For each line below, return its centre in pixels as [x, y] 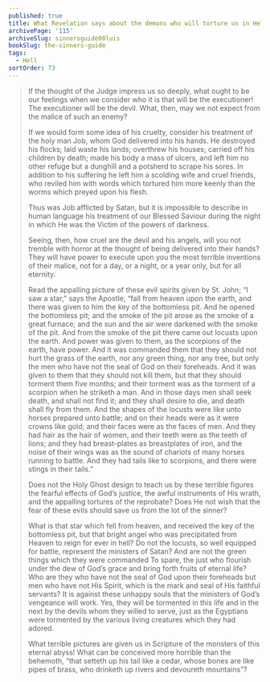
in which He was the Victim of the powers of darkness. [119, 224]
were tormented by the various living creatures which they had [131, 619]
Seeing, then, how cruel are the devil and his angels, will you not [134, 240]
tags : [17, 53]
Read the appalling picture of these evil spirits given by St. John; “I [138, 289]
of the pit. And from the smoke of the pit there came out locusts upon [143, 332]
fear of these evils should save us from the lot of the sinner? [127, 510]
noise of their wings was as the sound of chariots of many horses [136, 451]
